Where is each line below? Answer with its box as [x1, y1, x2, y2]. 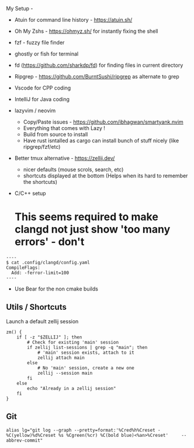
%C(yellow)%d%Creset [6, 432, 57, 438]
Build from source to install [23, 131, 88, 138]
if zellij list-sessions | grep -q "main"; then [27, 344, 148, 350]
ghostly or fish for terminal [14, 50, 79, 57]
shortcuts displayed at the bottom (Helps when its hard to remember [23, 172, 188, 179]
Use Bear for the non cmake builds [14, 285, 98, 292]
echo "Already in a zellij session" [27, 385, 116, 391]
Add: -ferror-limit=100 [11, 269, 69, 276]
